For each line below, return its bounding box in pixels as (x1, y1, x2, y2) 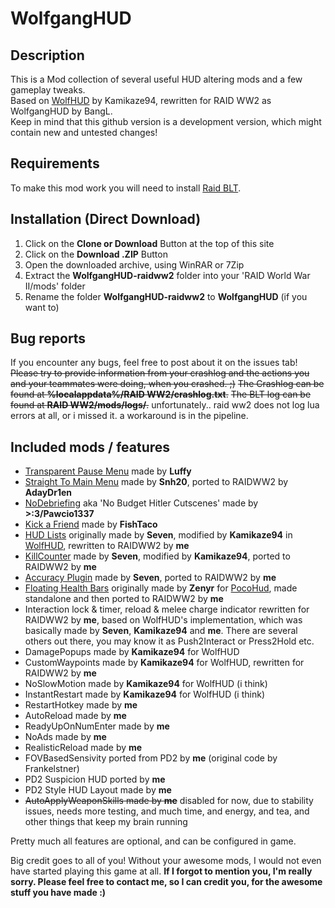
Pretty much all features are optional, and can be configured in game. (10, 835, 297, 847)
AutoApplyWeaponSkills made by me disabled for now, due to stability (24, 795, 314, 807)
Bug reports (10, 330, 87, 347)
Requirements (10, 155, 100, 172)
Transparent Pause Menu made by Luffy (24, 465, 192, 477)
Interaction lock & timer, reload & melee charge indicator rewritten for (24, 603, 310, 616)
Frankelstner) (24, 763, 80, 775)
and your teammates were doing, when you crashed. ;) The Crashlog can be (10, 378, 325, 390)
